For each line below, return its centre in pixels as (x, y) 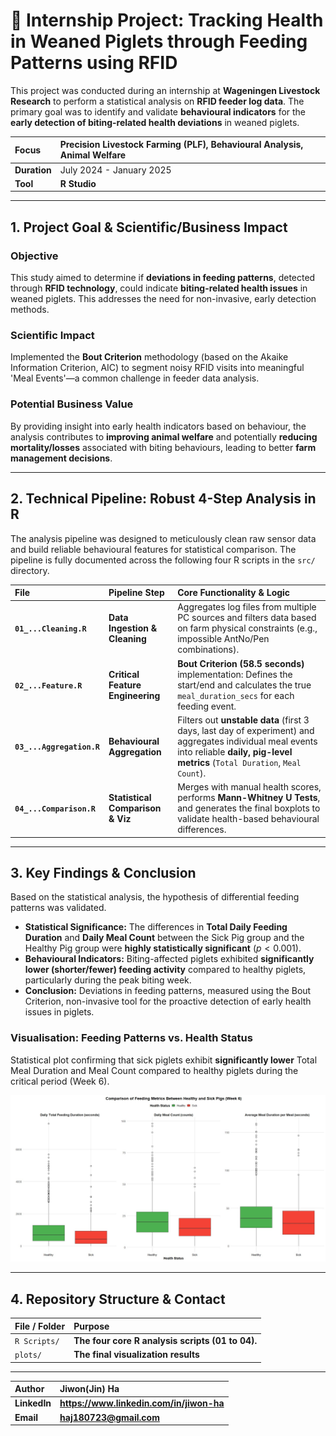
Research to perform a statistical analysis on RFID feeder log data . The (157, 101)
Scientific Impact (52, 336)
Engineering (134, 695)
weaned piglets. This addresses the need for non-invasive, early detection (163, 299)
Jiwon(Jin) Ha (89, 1389)
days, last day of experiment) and (246, 730)
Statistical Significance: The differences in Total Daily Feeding (156, 927)
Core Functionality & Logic (234, 593)
